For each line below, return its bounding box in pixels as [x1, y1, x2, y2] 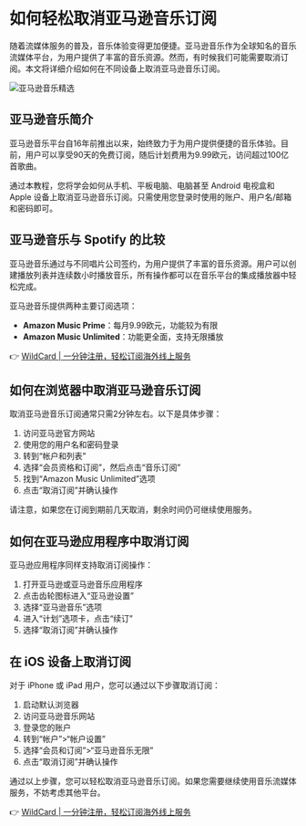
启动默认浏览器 [22, 699, 79, 710]
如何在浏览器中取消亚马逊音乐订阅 [9, 382, 201, 398]
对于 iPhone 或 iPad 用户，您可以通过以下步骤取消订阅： [9, 680, 220, 690]
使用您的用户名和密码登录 [22, 439, 119, 450]
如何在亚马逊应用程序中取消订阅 [9, 533, 189, 549]
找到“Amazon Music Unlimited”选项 [22, 474, 156, 485]
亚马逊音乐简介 [9, 111, 94, 128]
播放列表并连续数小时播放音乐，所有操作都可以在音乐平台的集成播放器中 [16, 269, 289, 280]
